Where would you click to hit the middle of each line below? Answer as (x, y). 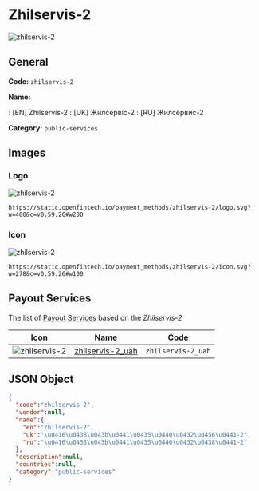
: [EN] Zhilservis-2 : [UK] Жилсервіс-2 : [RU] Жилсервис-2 (106, 112)
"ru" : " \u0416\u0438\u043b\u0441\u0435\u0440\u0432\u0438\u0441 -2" (135, 442)
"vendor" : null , (41, 413)
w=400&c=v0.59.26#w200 (46, 215)
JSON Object (41, 379)
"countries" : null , (46, 465)
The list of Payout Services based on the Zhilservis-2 (95, 317)
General (29, 62)
